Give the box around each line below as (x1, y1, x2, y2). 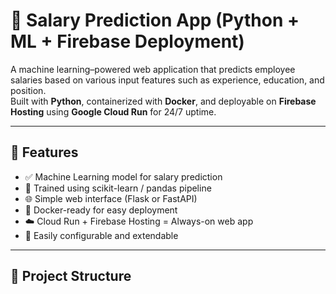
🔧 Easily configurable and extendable (24, 229, 179, 241)
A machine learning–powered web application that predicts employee (10, 63, 296, 75)
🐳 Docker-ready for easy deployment (24, 204, 178, 216)
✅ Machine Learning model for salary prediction (24, 170, 223, 183)
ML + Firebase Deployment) (10, 30, 245, 53)
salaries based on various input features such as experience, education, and (10, 74, 325, 86)
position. (10, 84, 47, 96)
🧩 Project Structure (10, 268, 132, 285)
